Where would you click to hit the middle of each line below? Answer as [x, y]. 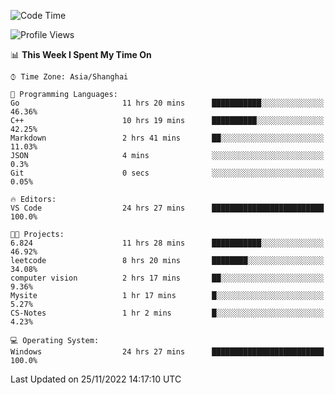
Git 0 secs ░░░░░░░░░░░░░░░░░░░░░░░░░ [167, 173]
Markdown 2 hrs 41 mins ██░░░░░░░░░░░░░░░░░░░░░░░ [167, 138]
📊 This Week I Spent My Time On [81, 54]
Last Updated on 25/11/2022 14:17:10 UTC [96, 379]
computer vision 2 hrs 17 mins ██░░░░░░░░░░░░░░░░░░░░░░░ [167, 278]
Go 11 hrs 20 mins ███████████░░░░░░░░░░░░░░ [167, 103]
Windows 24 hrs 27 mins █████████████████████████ [167, 352]
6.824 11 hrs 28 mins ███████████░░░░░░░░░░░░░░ [167, 243]
